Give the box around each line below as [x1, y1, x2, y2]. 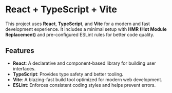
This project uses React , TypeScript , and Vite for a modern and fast [5, 21, 150, 27]
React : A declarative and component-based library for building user [12, 60, 157, 66]
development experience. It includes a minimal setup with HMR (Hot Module [5, 26, 167, 32]
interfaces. [12, 65, 36, 71]
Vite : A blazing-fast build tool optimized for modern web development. [12, 76, 163, 83]
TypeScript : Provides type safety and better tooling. [12, 71, 124, 77]
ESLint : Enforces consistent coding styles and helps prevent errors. [12, 82, 156, 88]
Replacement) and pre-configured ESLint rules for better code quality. [5, 31, 155, 38]
